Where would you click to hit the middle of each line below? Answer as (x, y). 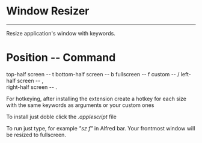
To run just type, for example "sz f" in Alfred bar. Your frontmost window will (101, 128)
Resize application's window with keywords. (61, 33)
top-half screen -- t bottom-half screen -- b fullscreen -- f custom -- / (93, 74)
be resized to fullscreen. (36, 135)
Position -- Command (61, 58)
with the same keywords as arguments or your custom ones (80, 105)
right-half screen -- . (32, 87)
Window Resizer (48, 11)
